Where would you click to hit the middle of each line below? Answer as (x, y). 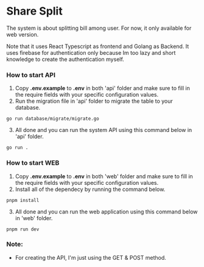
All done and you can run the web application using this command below (106, 212)
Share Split (34, 11)
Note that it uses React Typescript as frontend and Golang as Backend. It (98, 46)
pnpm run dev (23, 229)
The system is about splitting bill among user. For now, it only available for (99, 28)
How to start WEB (33, 163)
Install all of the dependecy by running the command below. (90, 189)
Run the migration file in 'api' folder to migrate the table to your (94, 101)
